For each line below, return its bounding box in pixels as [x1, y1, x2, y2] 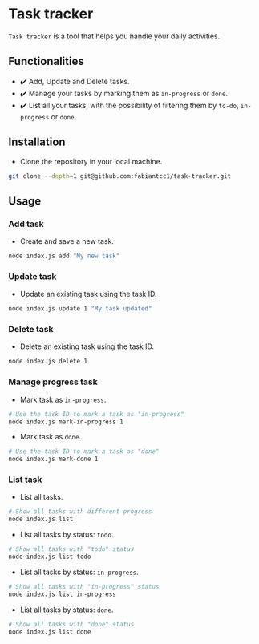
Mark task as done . [19, 432, 82, 442]
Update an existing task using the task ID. [19, 290, 158, 299]
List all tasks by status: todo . [19, 530, 114, 540]
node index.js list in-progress [8, 590, 116, 598]
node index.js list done [8, 627, 91, 636]
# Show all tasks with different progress [8, 508, 152, 516]
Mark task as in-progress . [19, 395, 107, 404]
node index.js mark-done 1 [8, 455, 99, 464]
